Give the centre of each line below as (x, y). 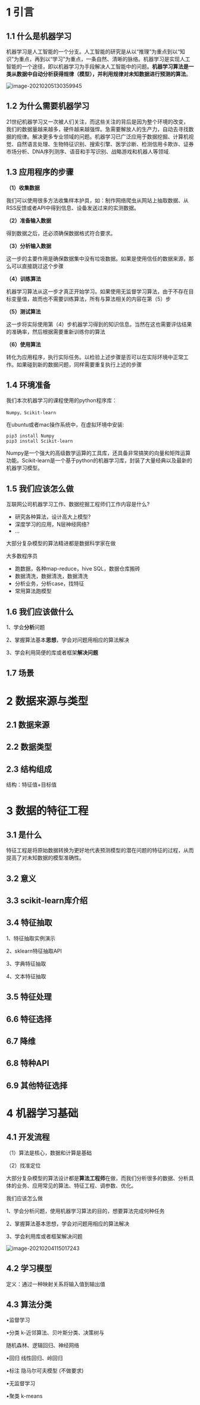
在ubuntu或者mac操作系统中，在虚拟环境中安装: (65, 425)
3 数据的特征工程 (47, 811)
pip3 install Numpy (30, 436)
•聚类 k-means (24, 1396)
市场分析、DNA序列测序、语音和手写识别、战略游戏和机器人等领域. (88, 151)
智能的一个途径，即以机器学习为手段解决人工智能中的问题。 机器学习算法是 (97, 67)
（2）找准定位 (24, 1165)
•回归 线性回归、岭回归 (35, 1358)
